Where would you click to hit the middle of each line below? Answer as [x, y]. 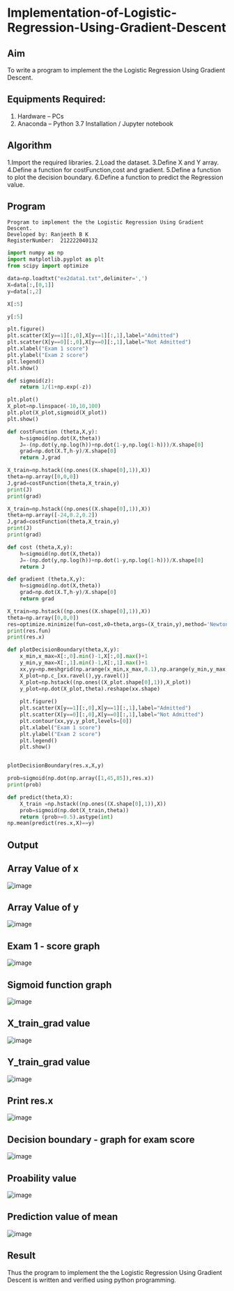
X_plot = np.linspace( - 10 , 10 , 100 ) [54, 406]
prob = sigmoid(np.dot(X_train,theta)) [75, 810]
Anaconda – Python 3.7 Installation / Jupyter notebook [95, 123]
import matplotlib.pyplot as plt [56, 259]
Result [22, 1256]
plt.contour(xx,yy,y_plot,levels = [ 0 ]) [76, 721]
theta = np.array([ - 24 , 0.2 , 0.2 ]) [53, 515]
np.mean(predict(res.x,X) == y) [51, 823]
